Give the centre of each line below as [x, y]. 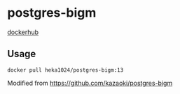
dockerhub [23, 32]
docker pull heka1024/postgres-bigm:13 [65, 70]
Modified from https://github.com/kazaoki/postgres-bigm [90, 83]
